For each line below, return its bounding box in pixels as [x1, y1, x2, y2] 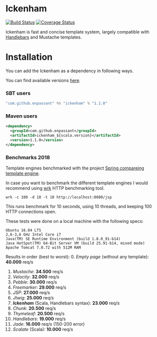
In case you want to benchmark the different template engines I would [5, 180, 148, 186]
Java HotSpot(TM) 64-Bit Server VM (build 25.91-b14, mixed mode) [5, 241, 145, 246]
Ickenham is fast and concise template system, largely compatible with [5, 29, 150, 35]
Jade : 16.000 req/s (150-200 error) [12, 321, 85, 327]
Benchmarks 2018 [5, 154, 50, 161]
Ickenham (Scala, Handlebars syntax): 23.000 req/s [12, 300, 120, 306]
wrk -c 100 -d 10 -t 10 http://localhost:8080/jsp [5, 195, 112, 200]
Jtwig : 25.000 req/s [12, 295, 54, 301]
